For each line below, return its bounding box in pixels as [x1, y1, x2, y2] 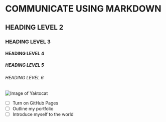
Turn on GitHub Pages [12, 100, 59, 106]
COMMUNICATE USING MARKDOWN [5, 3, 161, 15]
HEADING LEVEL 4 [5, 51, 45, 57]
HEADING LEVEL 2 [5, 23, 64, 32]
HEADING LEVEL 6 [5, 75, 44, 81]
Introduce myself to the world [12, 111, 74, 117]
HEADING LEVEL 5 [5, 62, 44, 68]
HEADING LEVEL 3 [5, 38, 51, 45]
